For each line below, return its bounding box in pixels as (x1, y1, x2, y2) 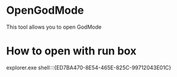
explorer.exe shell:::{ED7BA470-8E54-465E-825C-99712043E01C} (6, 64, 172, 71)
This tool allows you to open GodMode (6, 23, 102, 30)
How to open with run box (6, 44, 137, 58)
